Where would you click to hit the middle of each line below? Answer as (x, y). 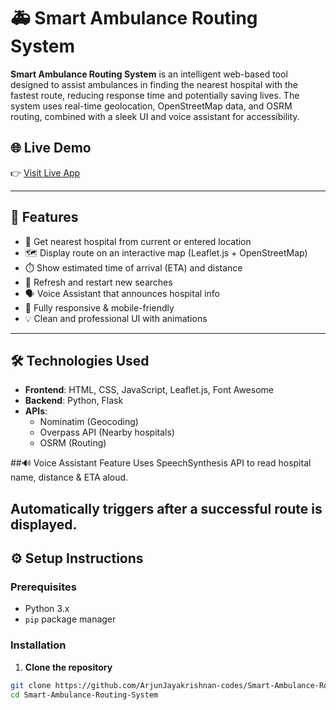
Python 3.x (47, 609)
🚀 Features (44, 217)
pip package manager (70, 619)
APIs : (36, 411)
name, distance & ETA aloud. (69, 477)
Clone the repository (68, 667)
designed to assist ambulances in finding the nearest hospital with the (154, 84)
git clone (31, 685)
